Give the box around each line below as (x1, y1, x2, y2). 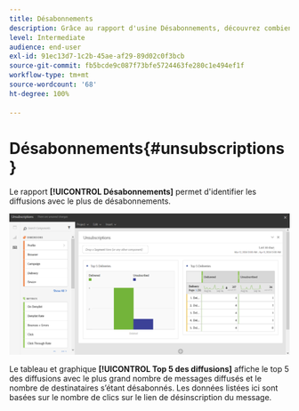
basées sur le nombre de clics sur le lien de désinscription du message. (9, 391, 272, 402)
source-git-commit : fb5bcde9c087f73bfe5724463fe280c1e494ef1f (9, 61, 245, 70)
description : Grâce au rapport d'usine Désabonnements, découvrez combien (9, 23, 293, 33)
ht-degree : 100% (9, 89, 69, 98)
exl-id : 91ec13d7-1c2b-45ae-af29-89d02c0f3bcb (9, 52, 185, 61)
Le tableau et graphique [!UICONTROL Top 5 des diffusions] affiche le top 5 (9, 363, 289, 374)
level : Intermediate (9, 33, 86, 42)
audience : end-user (9, 43, 82, 52)
